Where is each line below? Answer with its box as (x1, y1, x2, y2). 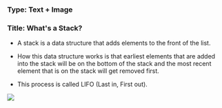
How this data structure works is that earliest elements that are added (17, 52, 216, 61)
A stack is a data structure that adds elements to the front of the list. (17, 39, 211, 47)
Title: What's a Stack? (7, 23, 83, 32)
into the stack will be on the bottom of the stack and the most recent (17, 60, 212, 68)
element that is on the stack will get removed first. (17, 67, 160, 75)
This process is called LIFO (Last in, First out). (17, 80, 148, 89)
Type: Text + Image (7, 5, 73, 14)
